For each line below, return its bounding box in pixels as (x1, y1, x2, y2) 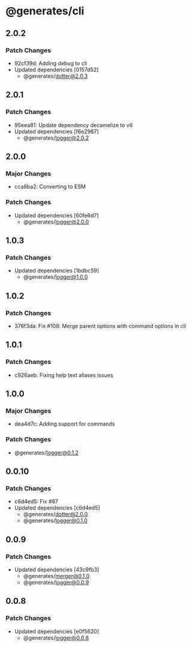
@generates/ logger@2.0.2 (23, 134, 89, 142)
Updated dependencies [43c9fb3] (14, 565, 100, 573)
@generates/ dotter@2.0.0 (23, 511, 88, 518)
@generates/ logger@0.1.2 (14, 449, 79, 456)
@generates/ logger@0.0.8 (23, 634, 89, 641)
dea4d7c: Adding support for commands (14, 420, 115, 428)
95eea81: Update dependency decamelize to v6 (14, 121, 133, 128)
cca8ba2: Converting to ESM (14, 183, 86, 190)
